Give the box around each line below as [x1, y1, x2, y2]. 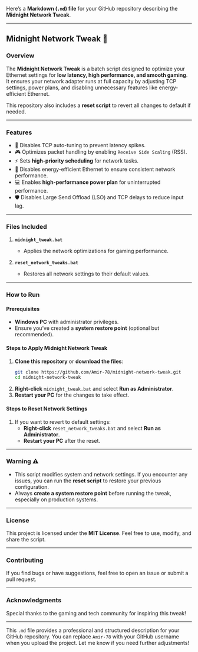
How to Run [6, 291, 40, 299]
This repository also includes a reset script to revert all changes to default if [6, 102, 191, 109]
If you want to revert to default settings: [14, 418, 111, 425]
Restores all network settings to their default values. [23, 270, 150, 277]
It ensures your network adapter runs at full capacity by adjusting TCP [6, 77, 177, 85]
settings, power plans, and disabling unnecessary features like [6, 84, 158, 91]
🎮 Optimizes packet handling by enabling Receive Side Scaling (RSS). [14, 148, 187, 155]
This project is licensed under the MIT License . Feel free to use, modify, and [6, 530, 192, 537]
